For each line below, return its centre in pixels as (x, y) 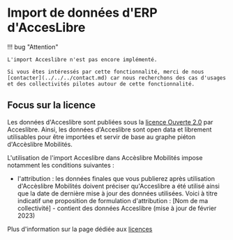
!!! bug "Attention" (33, 47)
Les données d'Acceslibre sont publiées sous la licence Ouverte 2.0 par (110, 122)
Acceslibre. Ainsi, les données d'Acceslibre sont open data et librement (110, 129)
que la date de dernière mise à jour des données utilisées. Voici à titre (117, 193)
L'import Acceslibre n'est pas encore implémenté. (82, 59)
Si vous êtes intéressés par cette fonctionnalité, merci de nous (106, 72)
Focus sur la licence (52, 105)
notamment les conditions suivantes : (61, 165)
